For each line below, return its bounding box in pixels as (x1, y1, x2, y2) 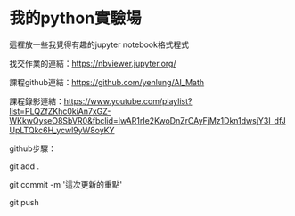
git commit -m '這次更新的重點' (9, 179, 123, 189)
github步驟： (9, 143, 56, 154)
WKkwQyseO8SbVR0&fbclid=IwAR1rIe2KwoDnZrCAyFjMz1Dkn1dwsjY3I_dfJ (9, 115, 287, 125)
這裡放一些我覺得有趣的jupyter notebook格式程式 (9, 39, 190, 50)
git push (9, 196, 40, 207)
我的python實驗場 (9, 8, 142, 28)
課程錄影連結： (9, 95, 64, 107)
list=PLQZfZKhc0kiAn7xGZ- (9, 106, 111, 116)
